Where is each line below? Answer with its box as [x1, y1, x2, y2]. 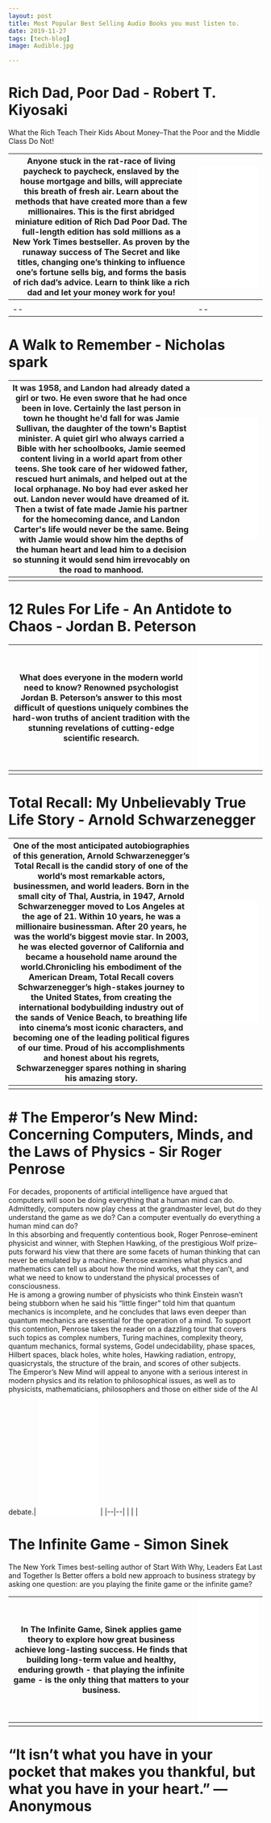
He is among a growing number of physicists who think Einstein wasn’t [8, 1289, 244, 1299]
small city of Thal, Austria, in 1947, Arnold [18, 890, 185, 901]
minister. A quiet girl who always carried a [18, 433, 185, 444]
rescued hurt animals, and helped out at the [15, 474, 188, 484]
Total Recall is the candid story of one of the [14, 860, 189, 871]
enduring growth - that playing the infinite [17, 1664, 186, 1675]
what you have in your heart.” [8, 1779, 211, 1798]
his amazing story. [65, 1072, 138, 1083]
